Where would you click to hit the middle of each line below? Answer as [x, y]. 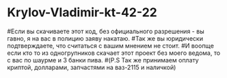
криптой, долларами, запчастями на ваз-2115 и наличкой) [92, 67]
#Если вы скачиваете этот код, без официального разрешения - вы [106, 31]
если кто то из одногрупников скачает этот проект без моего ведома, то [114, 53]
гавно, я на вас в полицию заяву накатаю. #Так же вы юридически [105, 38]
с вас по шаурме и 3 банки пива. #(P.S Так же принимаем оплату [103, 60]
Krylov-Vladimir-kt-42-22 [82, 13]
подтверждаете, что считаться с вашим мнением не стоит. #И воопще [110, 45]
